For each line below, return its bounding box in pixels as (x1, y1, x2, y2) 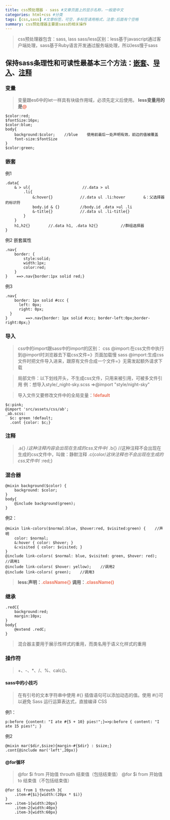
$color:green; (5, 145, 35, 150)
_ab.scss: (5, 411, 26, 416)
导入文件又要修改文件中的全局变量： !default (17, 392, 110, 398)
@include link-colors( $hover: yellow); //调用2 (5, 564, 115, 569)
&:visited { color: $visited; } (14, 545, 82, 550)
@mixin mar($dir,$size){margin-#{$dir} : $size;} (5, 743, 112, 748)
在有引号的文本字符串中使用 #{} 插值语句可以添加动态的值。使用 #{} (17, 692, 159, 698)
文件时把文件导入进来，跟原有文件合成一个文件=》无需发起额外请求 (17, 358, 158, 364)
